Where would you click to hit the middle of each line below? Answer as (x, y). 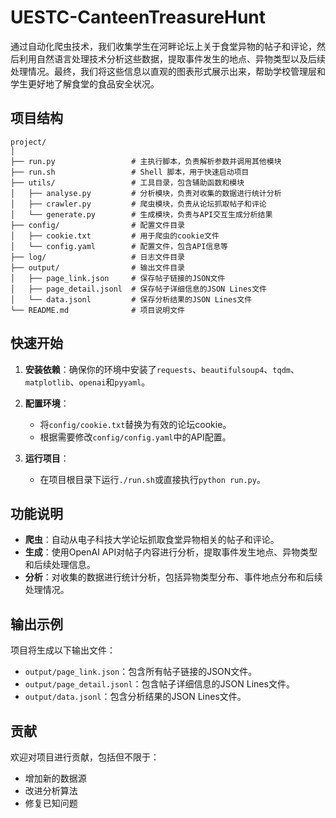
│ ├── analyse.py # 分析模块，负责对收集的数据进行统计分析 (146, 193)
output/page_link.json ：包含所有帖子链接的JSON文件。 (141, 672)
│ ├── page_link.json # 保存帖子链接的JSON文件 (118, 278)
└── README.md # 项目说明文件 (97, 310)
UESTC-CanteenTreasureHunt (138, 17)
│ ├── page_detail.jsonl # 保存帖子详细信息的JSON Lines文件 (138, 289)
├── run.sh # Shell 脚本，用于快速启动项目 (130, 172)
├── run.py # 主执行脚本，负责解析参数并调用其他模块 (146, 161)
